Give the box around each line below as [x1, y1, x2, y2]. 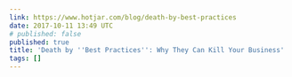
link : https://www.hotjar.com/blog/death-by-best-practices [9, 12, 238, 22]
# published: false [9, 29, 82, 38]
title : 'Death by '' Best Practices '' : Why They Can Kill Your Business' [9, 46, 285, 55]
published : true [9, 37, 69, 47]
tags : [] [9, 54, 42, 63]
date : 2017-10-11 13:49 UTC [9, 21, 114, 30]
